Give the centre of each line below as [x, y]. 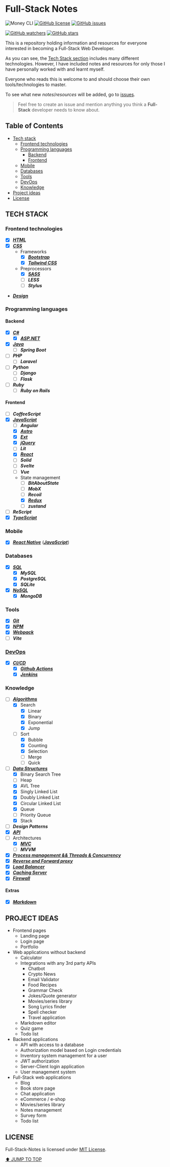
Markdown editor [38, 1023]
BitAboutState [43, 483]
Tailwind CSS [42, 263]
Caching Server [30, 873]
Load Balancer [29, 867]
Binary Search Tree [41, 774]
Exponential [40, 722]
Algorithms [25, 699]
